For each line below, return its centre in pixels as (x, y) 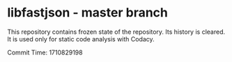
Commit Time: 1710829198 (45, 52)
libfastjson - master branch (88, 13)
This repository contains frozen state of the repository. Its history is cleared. (116, 32)
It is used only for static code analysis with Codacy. (81, 39)
